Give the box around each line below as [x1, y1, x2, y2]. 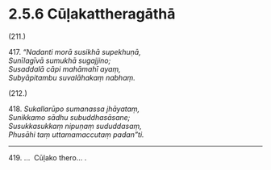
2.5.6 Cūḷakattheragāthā [8, 5, 176, 23]
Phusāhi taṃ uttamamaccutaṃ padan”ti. [8, 130, 144, 139]
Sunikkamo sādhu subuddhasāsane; [8, 112, 131, 122]
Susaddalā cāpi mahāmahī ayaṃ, [8, 64, 121, 73]
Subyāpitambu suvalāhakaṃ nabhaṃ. [8, 73, 135, 82]
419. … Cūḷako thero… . [8, 152, 87, 162]
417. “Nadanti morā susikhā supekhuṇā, [8, 47, 141, 56]
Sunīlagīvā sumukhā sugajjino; [8, 56, 111, 65]
